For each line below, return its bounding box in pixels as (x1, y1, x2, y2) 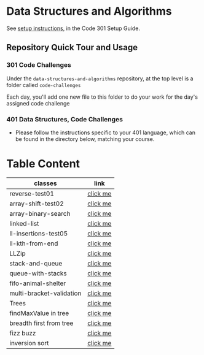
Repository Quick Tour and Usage (6, 42, 138, 53)
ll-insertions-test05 (9, 229, 68, 237)
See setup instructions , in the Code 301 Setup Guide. (6, 25, 140, 32)
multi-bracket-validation (9, 289, 82, 297)
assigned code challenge (6, 99, 70, 107)
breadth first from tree (9, 319, 74, 327)
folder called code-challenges (6, 81, 81, 88)
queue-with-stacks (9, 269, 67, 277)
